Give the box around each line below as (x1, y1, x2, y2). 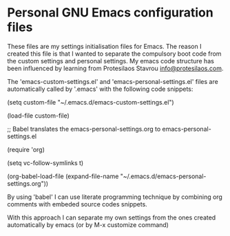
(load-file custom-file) (7, 111, 70, 120)
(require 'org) (7, 145, 45, 153)
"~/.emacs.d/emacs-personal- (120, 172, 207, 180)
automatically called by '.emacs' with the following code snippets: (7, 85, 194, 93)
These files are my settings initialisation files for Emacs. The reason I (7, 42, 202, 50)
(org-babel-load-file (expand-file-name (7, 172, 119, 180)
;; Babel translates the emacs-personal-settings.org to (7, 125, 161, 133)
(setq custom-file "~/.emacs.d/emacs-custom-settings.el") (7, 98, 174, 106)
